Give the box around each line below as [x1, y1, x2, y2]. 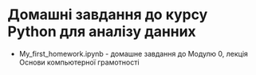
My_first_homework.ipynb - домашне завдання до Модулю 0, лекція [18, 49, 249, 58]
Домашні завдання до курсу [7, 6, 208, 24]
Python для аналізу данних [7, 22, 196, 41]
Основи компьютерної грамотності [18, 57, 140, 67]
